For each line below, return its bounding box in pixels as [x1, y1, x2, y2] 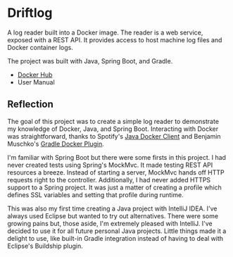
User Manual [17, 77, 55, 86]
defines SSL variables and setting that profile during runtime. [7, 190, 184, 199]
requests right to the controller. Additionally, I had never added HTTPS [7, 175, 211, 184]
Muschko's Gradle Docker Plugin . [7, 139, 104, 148]
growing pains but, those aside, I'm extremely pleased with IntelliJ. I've [7, 219, 213, 227]
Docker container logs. [7, 43, 74, 51]
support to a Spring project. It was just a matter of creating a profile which [7, 183, 222, 192]
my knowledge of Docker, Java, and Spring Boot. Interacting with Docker [7, 125, 219, 133]
